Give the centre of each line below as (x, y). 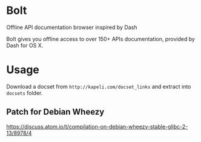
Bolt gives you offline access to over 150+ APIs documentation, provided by (101, 39)
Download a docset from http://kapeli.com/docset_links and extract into (99, 86)
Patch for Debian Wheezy (55, 112)
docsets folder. (25, 93)
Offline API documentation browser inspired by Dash (72, 27)
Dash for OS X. (25, 45)
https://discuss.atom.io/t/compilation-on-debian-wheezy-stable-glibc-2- (97, 126)
